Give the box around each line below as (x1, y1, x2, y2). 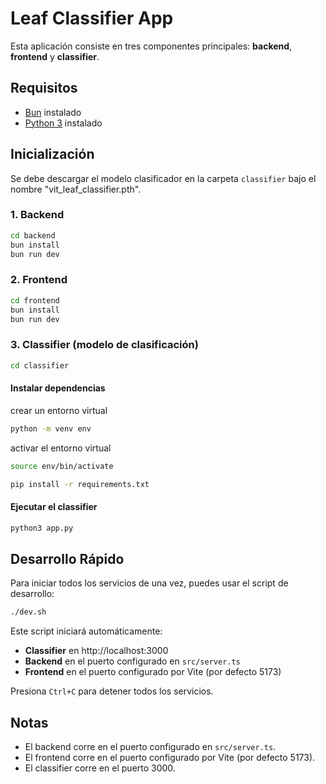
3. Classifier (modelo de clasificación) (10, 338, 199, 352)
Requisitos (10, 80, 78, 97)
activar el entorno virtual (10, 442, 112, 454)
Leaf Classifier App (10, 7, 174, 30)
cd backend (10, 230, 56, 241)
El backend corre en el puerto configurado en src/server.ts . (24, 740, 277, 752)
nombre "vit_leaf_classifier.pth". (10, 183, 142, 195)
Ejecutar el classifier (10, 501, 98, 512)
